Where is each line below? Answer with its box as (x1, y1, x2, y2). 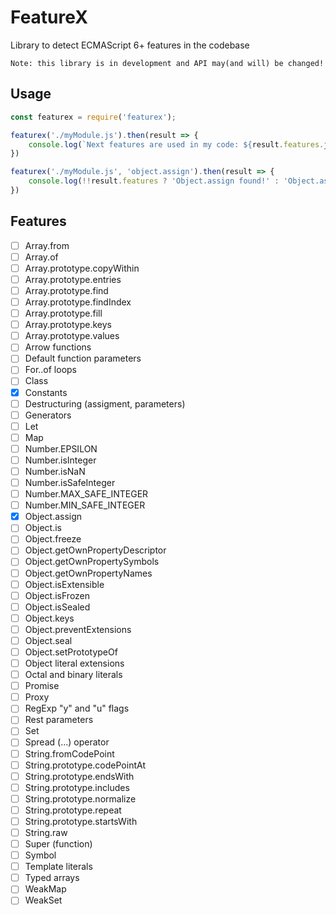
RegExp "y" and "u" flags (24, 702, 130, 715)
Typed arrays (24, 872, 80, 884)
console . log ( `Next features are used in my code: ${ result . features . (28, 139, 325, 150)
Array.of (24, 251, 59, 263)
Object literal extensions (24, 657, 125, 669)
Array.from (24, 239, 70, 251)
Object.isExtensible (24, 578, 105, 590)
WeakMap (24, 883, 67, 895)
